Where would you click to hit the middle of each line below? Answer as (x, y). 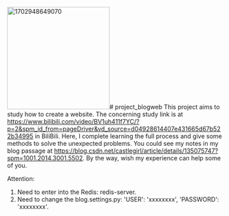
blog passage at (30, 151)
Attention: (21, 179)
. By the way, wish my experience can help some (152, 158)
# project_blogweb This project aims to (165, 107)
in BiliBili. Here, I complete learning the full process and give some (128, 136)
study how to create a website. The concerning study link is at (95, 114)
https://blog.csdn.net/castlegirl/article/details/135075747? (136, 151)
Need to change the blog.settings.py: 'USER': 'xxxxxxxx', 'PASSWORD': (118, 199)
